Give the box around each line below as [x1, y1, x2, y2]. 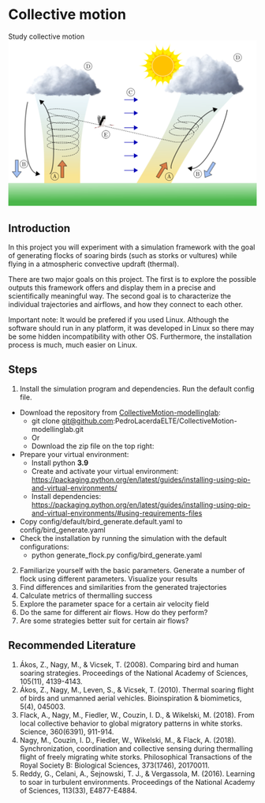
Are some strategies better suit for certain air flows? [19, 616, 189, 625]
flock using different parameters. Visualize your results [19, 574, 198, 583]
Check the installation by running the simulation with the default [19, 533, 227, 542]
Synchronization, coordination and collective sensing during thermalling [19, 744, 254, 753]
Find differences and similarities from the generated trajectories [19, 582, 227, 591]
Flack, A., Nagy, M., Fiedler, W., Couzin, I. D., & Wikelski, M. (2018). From [19, 710, 255, 719]
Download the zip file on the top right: [31, 441, 155, 451]
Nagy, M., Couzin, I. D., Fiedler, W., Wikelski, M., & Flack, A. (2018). [19, 735, 237, 745]
